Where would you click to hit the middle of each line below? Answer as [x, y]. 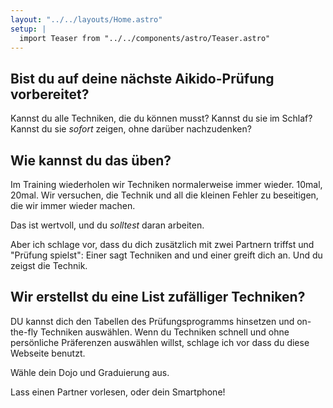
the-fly [24, 332]
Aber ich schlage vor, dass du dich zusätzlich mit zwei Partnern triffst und [162, 244]
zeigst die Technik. [49, 265]
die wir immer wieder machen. [73, 205]
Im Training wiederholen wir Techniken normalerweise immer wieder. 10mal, [166, 184]
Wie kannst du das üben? [91, 160]
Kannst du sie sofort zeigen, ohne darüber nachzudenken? [131, 129]
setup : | [28, 29]
